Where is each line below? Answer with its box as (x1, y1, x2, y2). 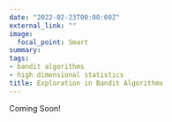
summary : (9, 46, 41, 55)
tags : (9, 54, 29, 63)
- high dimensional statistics (9, 71, 124, 80)
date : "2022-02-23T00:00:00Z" (9, 12, 121, 22)
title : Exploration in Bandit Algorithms (9, 79, 164, 88)
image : (9, 29, 34, 38)
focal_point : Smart (17, 37, 89, 47)
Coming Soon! (9, 103, 62, 113)
